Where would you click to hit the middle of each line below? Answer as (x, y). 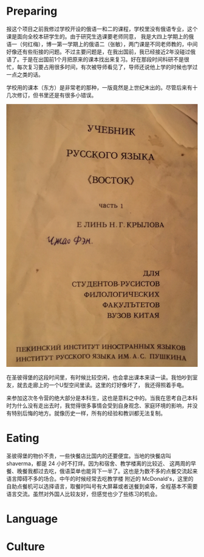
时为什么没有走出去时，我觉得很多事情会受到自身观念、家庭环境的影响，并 (99, 405)
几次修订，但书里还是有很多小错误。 (52, 95)
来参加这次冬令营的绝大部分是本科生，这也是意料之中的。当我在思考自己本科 (102, 398)
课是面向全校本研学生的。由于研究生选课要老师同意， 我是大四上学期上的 (97, 36)
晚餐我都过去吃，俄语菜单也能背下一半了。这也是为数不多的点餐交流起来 (107, 471)
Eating (23, 438)
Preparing (32, 11)
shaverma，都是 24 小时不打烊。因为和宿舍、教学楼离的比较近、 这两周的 (99, 463)
